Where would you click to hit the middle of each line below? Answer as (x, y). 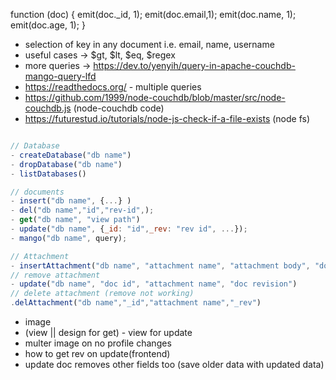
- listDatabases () (48, 174)
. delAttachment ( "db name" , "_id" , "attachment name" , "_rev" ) (136, 303)
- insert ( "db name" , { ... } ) (71, 201)
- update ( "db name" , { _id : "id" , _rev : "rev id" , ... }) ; (129, 229)
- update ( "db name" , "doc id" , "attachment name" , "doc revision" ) (154, 284)
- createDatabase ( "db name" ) (71, 155)
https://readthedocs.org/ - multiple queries (113, 87)
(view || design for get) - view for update (108, 332)
